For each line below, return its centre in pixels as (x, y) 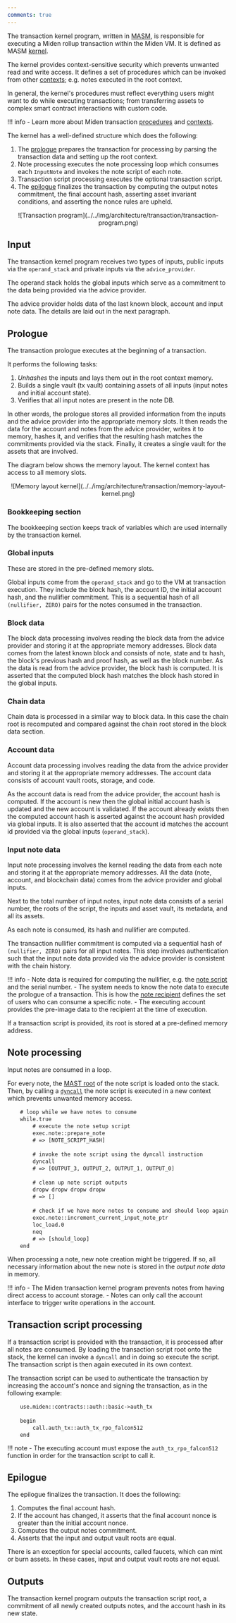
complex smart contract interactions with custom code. (87, 108)
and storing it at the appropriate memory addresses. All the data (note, (110, 872)
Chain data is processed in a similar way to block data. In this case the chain (118, 717)
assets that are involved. (43, 452)
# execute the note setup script (82, 1126)
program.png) (118, 223)
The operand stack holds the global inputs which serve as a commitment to (117, 283)
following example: (35, 1393)
